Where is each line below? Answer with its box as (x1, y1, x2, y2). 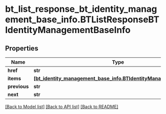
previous (7, 83, 29, 90)
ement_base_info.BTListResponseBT (5, 14, 160, 25)
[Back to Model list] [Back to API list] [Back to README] (5, 104, 119, 110)
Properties (5, 44, 39, 52)
